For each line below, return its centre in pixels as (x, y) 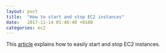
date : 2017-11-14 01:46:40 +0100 (50, 22)
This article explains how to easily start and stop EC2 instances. (83, 44)
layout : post (22, 11)
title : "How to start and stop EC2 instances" (65, 17)
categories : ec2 (26, 28)
